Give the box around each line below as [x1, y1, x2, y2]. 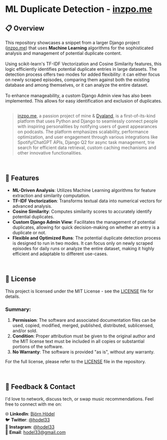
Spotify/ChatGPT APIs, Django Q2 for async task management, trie [17, 140, 155, 145]
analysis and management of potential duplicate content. [5, 50, 122, 56]
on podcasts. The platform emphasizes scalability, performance [17, 129, 149, 135]
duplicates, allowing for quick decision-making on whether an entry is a [12, 224, 160, 230]
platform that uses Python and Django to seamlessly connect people [17, 118, 158, 124]
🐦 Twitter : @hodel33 [5, 417, 50, 423]
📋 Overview [5, 24, 45, 32]
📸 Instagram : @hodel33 [5, 424, 55, 430]
